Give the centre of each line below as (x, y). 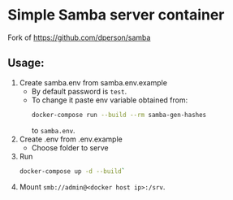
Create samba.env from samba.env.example (93, 82)
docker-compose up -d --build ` (72, 171)
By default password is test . (79, 91)
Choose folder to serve (70, 147)
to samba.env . (53, 130)
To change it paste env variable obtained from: (110, 100)
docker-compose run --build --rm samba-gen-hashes (119, 115)
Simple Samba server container (116, 15)
